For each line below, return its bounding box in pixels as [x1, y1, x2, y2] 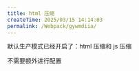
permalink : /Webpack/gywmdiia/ [7, 23, 97, 29]
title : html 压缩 [7, 10, 55, 17]
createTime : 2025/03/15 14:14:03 [7, 16, 103, 23]
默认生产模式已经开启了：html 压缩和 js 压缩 [7, 42, 132, 51]
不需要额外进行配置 [7, 57, 62, 65]
